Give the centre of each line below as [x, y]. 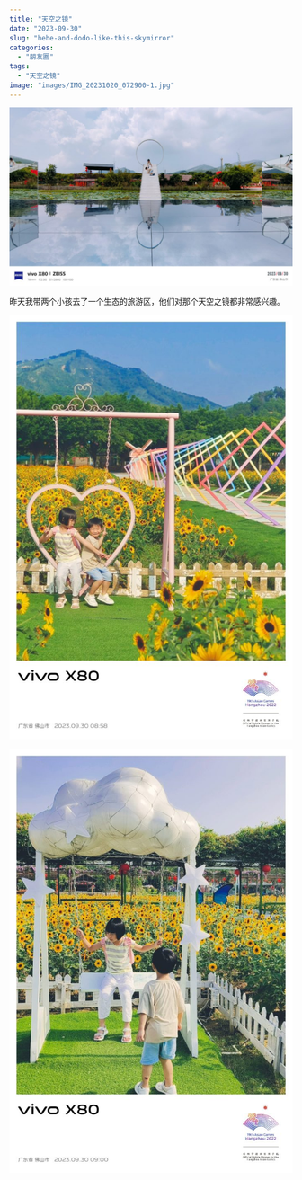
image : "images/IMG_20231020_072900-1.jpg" [92, 85]
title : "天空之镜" [41, 19]
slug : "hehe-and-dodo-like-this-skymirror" [92, 38]
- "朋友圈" [36, 57]
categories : [31, 48]
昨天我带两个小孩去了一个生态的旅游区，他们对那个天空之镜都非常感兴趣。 [147, 302]
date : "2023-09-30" [46, 28]
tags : [19, 67]
